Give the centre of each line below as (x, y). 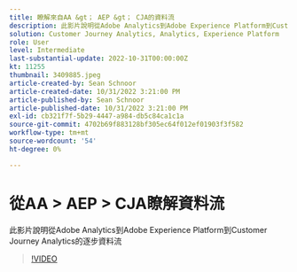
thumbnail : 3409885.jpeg (55, 75)
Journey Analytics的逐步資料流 (66, 241)
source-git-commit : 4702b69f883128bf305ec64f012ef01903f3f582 (126, 125)
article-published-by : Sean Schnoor (77, 100)
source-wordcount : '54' (53, 141)
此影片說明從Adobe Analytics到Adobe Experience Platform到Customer (138, 229)
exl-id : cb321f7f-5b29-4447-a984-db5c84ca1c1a (97, 116)
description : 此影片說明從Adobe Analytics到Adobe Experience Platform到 (141, 26)
